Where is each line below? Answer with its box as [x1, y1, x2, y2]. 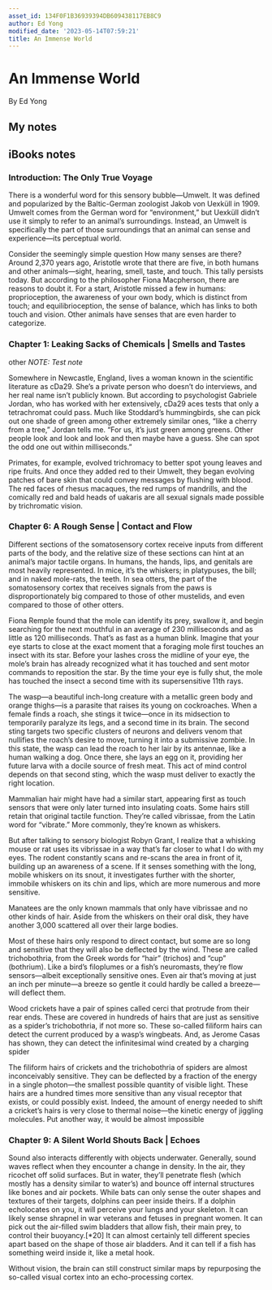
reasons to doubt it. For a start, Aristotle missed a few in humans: [8, 284, 227, 293]
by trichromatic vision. [8, 500, 83, 510]
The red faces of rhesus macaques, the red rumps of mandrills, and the [8, 483, 248, 493]
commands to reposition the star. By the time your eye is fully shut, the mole [8, 667, 263, 677]
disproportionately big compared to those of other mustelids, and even [8, 591, 245, 601]
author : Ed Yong [8, 19, 63, 28]
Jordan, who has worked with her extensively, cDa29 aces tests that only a [8, 399, 260, 409]
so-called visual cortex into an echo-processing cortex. [8, 1272, 194, 1282]
